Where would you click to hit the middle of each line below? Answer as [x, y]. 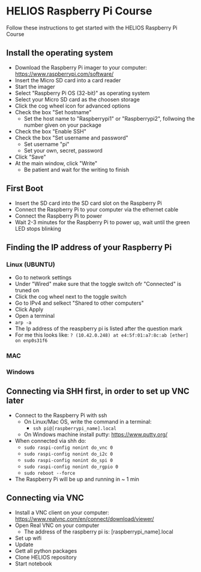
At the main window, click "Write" [56, 163]
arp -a [23, 323]
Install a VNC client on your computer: [62, 513]
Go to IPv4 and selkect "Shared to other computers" [79, 303]
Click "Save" [30, 157]
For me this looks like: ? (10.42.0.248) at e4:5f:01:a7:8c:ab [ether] [102, 335]
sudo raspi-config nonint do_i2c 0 [68, 454]
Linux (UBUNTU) [31, 264]
